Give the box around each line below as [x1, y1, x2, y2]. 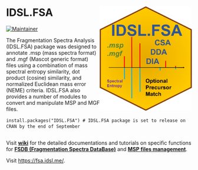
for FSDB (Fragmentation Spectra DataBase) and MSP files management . [6, 146, 187, 153]
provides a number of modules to [6, 93, 87, 100]
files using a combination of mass [6, 62, 88, 69]
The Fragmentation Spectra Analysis [6, 36, 95, 44]
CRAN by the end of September [6, 124, 81, 129]
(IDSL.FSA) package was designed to [6, 43, 97, 50]
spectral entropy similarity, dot [6, 68, 80, 75]
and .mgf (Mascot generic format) [6, 55, 88, 62]
